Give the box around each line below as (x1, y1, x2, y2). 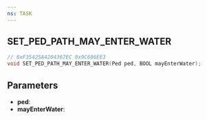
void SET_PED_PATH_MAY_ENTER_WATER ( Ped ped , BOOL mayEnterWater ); (7, 60, 201, 68)
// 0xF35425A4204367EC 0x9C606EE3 (7, 54, 107, 61)
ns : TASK (7, 10, 32, 17)
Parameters (7, 79, 58, 91)
